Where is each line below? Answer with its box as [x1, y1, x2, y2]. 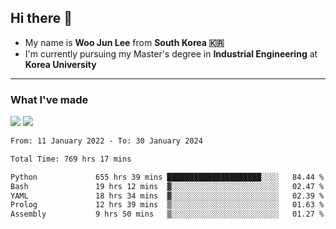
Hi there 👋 [10, 10, 73, 27]
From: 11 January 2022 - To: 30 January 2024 [10, 136, 203, 146]
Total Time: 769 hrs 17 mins [10, 154, 132, 164]
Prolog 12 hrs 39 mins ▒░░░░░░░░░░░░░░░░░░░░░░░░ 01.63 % [10, 200, 325, 210]
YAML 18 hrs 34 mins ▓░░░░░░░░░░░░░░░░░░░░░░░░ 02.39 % [10, 191, 325, 201]
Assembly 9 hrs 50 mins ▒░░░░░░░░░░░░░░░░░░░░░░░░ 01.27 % [10, 209, 325, 220]
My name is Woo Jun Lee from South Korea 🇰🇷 [24, 36, 225, 48]
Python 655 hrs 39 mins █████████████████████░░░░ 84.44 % [10, 172, 325, 182]
